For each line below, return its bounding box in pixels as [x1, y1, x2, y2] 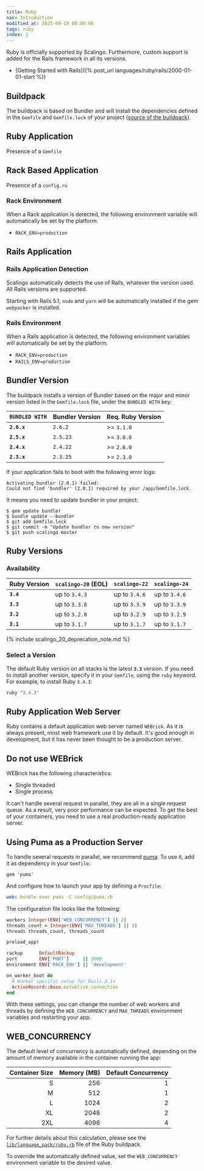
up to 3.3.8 [55, 600, 87, 608]
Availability [6, 564, 41, 572]
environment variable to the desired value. [6, 1159, 113, 1167]
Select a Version [6, 651, 56, 660]
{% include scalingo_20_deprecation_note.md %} [6, 636, 130, 643]
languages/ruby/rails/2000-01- [114, 67, 193, 74]
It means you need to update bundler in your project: [6, 496, 139, 503]
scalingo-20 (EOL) [55, 580, 108, 588]
